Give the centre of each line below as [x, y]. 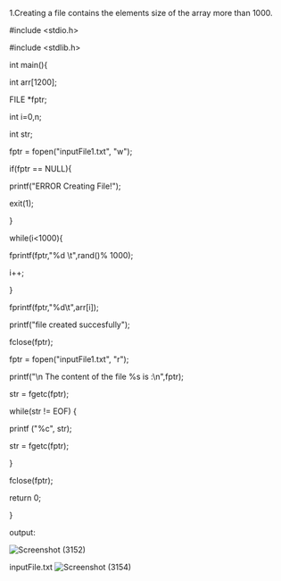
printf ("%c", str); [41, 429]
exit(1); [21, 203]
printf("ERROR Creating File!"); [66, 186]
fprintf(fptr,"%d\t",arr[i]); [54, 307]
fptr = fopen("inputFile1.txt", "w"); [71, 152]
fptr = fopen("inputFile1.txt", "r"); [69, 359]
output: [22, 532]
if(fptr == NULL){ [41, 168]
